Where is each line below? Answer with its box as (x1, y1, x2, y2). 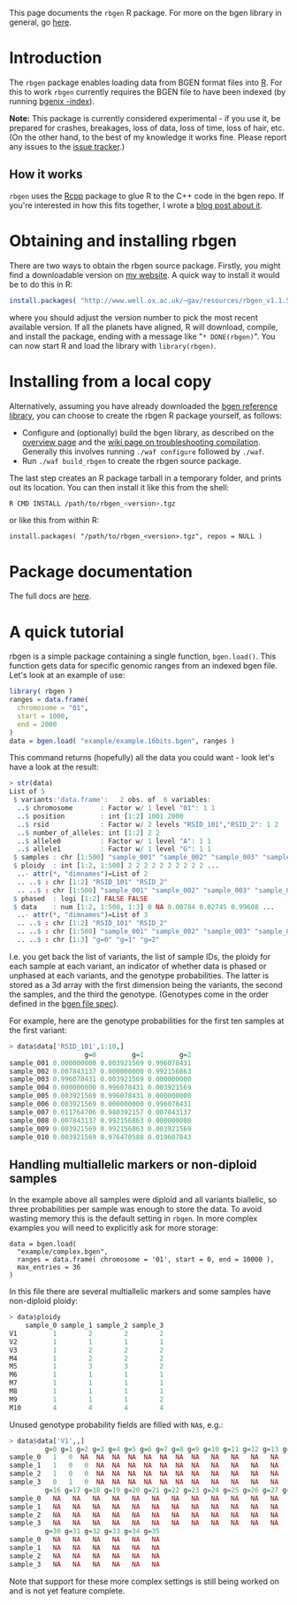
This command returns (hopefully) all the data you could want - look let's (9, 752, 275, 763)
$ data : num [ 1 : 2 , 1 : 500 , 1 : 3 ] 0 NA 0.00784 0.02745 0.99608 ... (12, 902, 275, 911)
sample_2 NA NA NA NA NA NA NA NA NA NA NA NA (9, 1510, 279, 1519)
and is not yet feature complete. (9, 1585, 126, 1596)
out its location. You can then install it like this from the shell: (9, 482, 230, 492)
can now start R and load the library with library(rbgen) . (9, 340, 217, 351)
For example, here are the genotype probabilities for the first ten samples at (9, 1015, 285, 1026)
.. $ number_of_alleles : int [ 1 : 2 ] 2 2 (17, 828, 161, 837)
